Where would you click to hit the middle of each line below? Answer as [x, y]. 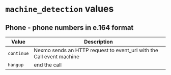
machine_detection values [60, 9]
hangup [16, 65]
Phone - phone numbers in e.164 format [69, 28]
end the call [48, 65]
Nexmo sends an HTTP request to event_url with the [96, 50]
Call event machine [57, 57]
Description [98, 42]
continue [18, 53]
